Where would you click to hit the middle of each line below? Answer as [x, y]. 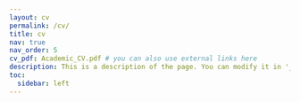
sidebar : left [43, 83]
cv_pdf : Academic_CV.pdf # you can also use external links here [133, 59]
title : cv [28, 34]
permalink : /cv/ [39, 26]
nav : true [28, 42]
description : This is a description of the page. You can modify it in [145, 67]
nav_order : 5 [33, 51]
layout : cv [29, 17]
